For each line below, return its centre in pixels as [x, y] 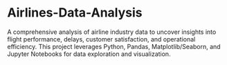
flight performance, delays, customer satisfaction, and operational [101, 39]
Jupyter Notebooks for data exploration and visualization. [89, 54]
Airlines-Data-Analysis [75, 13]
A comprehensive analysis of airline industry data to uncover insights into [112, 32]
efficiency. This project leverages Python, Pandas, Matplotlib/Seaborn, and [114, 46]
